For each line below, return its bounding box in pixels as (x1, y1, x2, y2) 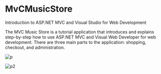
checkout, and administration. (5, 44, 65, 50)
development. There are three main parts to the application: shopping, (5, 39, 146, 45)
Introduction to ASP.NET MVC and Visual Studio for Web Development (5, 19, 147, 25)
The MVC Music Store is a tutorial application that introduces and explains (5, 29, 154, 35)
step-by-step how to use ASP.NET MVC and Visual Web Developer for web (5, 34, 157, 40)
